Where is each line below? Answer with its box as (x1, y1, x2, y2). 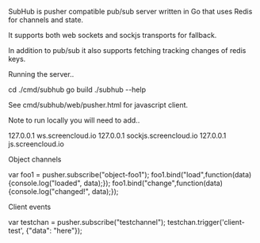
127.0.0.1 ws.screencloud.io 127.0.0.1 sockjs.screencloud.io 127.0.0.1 (8, 131, 227, 140)
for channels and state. (8, 15, 84, 25)
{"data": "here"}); (25, 226, 83, 235)
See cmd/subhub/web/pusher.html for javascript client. (8, 101, 189, 109)
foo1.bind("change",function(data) (112, 178, 224, 188)
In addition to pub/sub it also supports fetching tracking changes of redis (8, 46, 247, 55)
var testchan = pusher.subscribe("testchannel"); (8, 218, 166, 226)
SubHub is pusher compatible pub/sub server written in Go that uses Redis (8, 7, 253, 16)
